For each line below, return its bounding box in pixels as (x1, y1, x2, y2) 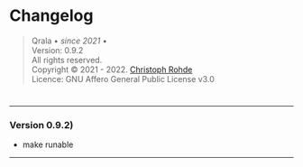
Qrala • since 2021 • (31, 35, 108, 46)
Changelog (9, 5, 94, 26)
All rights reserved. (31, 54, 103, 65)
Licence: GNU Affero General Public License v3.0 (31, 73, 215, 84)
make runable (22, 139, 74, 150)
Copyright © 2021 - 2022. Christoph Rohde (31, 64, 193, 75)
